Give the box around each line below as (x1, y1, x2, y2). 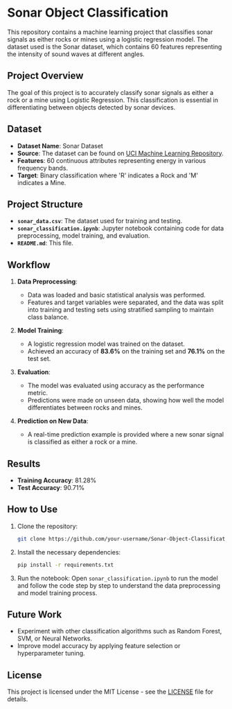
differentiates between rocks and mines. (27, 403, 143, 412)
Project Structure (7, 198, 83, 210)
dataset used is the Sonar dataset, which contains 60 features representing (7, 42, 222, 51)
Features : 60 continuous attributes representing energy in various (17, 156, 206, 164)
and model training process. (17, 588, 98, 597)
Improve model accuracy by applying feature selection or (17, 642, 181, 650)
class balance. (27, 313, 69, 322)
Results (7, 457, 41, 469)
